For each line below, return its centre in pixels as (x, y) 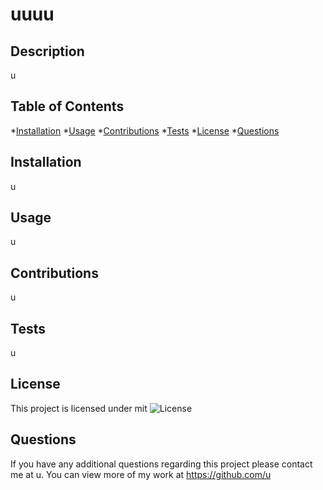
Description (47, 51)
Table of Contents (67, 106)
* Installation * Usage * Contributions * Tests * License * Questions (145, 130)
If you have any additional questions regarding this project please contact (161, 464)
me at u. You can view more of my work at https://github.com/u (141, 474)
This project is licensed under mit (79, 408)
